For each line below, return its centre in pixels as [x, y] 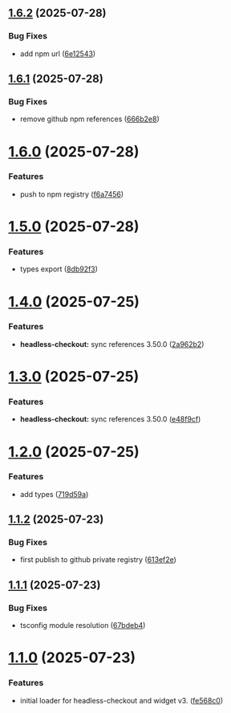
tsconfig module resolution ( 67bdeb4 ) [83, 625]
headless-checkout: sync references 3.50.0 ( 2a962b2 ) [112, 344]
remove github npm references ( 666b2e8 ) [90, 119]
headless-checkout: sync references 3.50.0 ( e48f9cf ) [110, 419]
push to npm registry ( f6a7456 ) [72, 194]
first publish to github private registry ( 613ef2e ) [98, 560]
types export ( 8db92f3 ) [59, 269]
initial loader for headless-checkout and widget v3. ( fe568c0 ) [122, 700]
